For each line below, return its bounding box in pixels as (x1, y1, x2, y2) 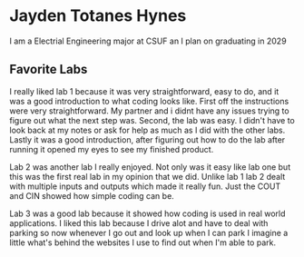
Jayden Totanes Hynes (9, 5, 187, 26)
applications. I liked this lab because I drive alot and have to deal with (9, 217, 269, 228)
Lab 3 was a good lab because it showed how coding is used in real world (9, 208, 286, 219)
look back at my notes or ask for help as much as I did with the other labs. (9, 124, 286, 135)
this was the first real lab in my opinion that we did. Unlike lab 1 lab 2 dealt (9, 171, 286, 182)
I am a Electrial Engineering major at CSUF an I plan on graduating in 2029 (9, 35, 288, 46)
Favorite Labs (9, 62, 88, 77)
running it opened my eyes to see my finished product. (9, 143, 214, 154)
